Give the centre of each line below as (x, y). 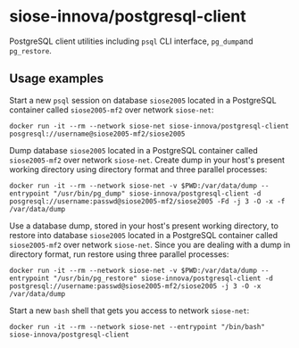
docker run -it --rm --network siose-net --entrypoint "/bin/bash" (137, 327)
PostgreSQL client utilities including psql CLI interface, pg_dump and (131, 41)
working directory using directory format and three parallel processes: (138, 169)
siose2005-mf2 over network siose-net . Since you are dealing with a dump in (150, 244)
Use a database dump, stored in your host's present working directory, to (144, 226)
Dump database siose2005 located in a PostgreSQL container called (133, 150)
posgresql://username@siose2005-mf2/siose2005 (97, 134)
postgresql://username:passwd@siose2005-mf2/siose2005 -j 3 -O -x (135, 286)
